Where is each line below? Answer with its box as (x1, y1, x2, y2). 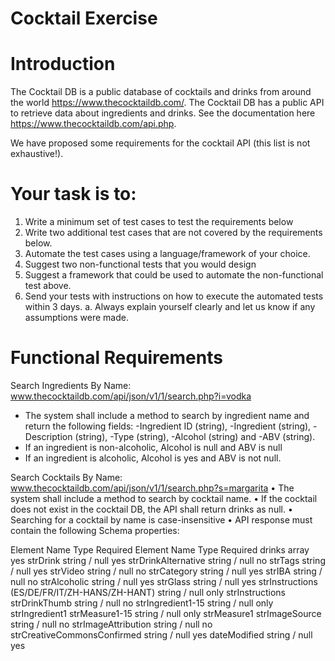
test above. (24, 280, 72, 292)
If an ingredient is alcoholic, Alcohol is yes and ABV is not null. (24, 452, 282, 464)
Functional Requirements (10, 347, 223, 369)
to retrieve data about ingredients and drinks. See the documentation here (10, 107, 316, 119)
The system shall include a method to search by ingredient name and (24, 410, 310, 421)
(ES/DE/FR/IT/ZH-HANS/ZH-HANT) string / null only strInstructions (10, 587, 286, 598)
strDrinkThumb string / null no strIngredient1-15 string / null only (10, 597, 274, 609)
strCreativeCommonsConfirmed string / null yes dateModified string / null (10, 629, 313, 641)
